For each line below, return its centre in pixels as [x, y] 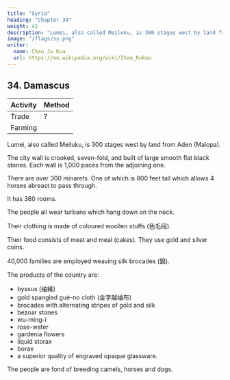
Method [56, 105]
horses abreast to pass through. [52, 185]
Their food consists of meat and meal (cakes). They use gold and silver [107, 239]
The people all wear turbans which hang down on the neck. [91, 212]
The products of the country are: [53, 275]
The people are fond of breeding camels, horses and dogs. [90, 369]
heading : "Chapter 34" [39, 20]
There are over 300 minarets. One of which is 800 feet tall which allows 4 [111, 178]
